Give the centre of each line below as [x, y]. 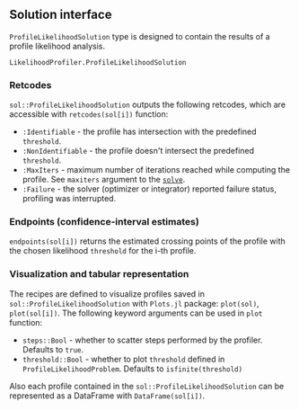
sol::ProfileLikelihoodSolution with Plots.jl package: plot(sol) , [134, 303]
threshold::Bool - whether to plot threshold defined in [123, 359]
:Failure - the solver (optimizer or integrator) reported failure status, [149, 189]
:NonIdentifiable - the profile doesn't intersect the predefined [138, 151]
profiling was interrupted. [69, 199]
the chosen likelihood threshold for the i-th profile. [103, 251]
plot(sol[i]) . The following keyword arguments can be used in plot [136, 313]
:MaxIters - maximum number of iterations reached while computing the [156, 170]
